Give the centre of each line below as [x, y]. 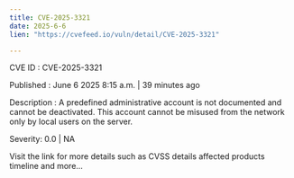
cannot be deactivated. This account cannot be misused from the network [147, 112]
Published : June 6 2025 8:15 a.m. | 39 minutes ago [105, 85]
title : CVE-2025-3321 [50, 18]
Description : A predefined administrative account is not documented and [146, 102]
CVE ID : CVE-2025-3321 [56, 67]
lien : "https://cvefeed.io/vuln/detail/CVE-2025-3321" [115, 34]
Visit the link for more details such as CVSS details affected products [137, 156]
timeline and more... [46, 166]
